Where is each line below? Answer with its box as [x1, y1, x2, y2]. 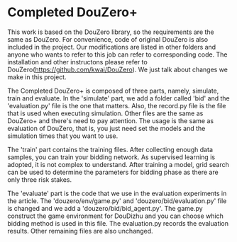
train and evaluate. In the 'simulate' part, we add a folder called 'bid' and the [7, 93, 230, 103]
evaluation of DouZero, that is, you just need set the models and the [7, 124, 206, 132]
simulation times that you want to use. [7, 132, 118, 140]
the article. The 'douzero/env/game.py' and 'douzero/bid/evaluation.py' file [7, 196, 227, 205]
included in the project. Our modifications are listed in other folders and [7, 42, 216, 51]
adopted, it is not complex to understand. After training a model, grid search [7, 160, 229, 168]
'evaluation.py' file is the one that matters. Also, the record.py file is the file [7, 101, 226, 110]
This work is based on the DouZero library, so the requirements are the [7, 28, 214, 36]
